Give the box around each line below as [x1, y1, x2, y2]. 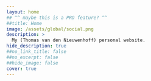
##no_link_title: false [6, 49, 67, 55]
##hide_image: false [6, 60, 59, 66]
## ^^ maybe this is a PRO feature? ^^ [6, 15, 108, 21]
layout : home [6, 9, 40, 15]
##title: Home [6, 20, 43, 26]
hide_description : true [6, 43, 67, 49]
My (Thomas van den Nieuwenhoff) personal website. [12, 37, 146, 43]
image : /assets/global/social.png [6, 26, 94, 32]
